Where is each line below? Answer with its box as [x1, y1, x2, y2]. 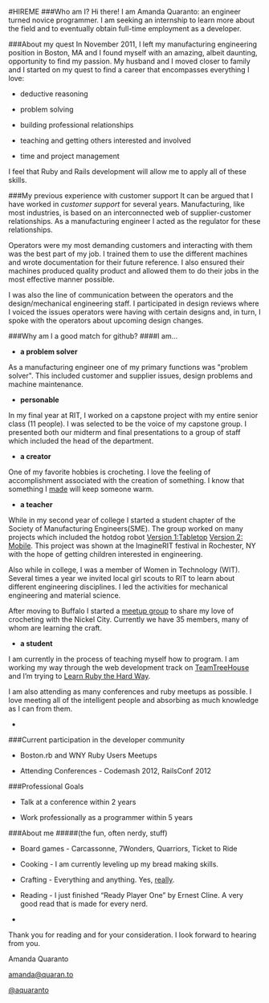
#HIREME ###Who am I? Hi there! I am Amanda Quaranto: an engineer [8, 7, 241, 16]
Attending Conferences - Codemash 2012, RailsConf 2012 [19, 766, 211, 775]
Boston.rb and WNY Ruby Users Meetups [19, 750, 158, 760]
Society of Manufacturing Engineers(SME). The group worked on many [8, 524, 243, 533]
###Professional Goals [8, 782, 84, 791]
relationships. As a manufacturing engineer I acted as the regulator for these [8, 217, 261, 225]
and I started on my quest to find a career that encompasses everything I [8, 65, 250, 75]
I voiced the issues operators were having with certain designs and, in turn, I [8, 307, 261, 316]
